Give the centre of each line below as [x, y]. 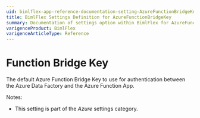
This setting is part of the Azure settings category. [76, 109]
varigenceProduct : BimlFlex [41, 28]
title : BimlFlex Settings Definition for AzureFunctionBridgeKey [89, 17]
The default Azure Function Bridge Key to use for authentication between [96, 79]
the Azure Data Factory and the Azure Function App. [71, 86]
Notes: [14, 97]
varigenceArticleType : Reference [48, 34]
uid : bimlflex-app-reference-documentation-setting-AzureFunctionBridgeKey [102, 12]
